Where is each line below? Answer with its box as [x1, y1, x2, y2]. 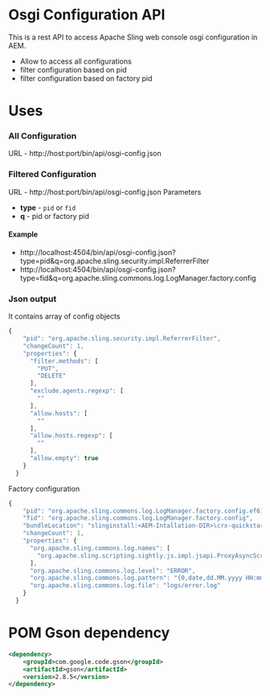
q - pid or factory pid [19, 211, 90, 220]
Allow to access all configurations [19, 56, 133, 66]
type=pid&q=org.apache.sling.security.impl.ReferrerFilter [19, 256, 210, 266]
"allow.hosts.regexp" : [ [29, 432, 113, 440]
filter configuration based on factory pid [19, 73, 153, 83]
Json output [8, 293, 57, 304]
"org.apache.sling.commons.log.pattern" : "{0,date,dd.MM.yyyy [29, 574, 243, 583]
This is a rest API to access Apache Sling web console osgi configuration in [8, 32, 258, 42]
